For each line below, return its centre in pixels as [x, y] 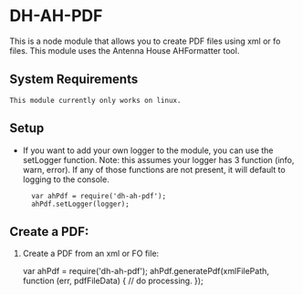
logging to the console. [66, 179]
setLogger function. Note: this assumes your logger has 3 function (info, [158, 159]
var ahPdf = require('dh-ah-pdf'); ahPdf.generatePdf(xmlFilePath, [146, 271]
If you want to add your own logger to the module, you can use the [148, 150]
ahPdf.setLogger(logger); [80, 204]
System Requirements [74, 80]
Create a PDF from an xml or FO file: [91, 254]
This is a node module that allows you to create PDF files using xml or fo [145, 41]
